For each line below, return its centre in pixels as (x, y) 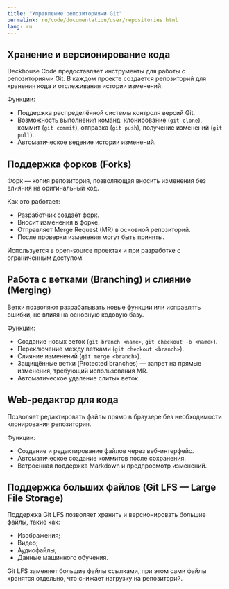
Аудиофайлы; (37, 550)
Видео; (27, 543)
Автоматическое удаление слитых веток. (78, 378)
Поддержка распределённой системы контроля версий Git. (106, 113)
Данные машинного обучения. (63, 558)
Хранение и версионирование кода (89, 54)
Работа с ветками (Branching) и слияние (99, 280)
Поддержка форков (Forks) (69, 164)
